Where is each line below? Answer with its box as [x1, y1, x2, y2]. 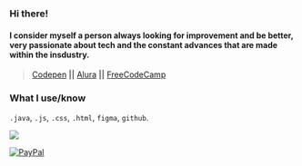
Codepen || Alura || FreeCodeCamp [31, 69, 166, 80]
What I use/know [9, 92, 86, 104]
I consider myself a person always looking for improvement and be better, [9, 30, 294, 41]
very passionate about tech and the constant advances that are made [9, 39, 278, 50]
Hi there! [9, 7, 49, 20]
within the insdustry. [9, 49, 90, 60]
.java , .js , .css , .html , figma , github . [9, 112, 149, 123]
